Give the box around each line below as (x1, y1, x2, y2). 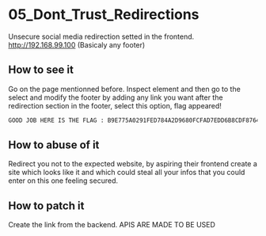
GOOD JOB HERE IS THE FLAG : (8, 116, 104, 124)
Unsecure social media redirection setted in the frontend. (8, 32, 195, 41)
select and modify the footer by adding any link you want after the (8, 93, 223, 102)
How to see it (8, 63, 74, 77)
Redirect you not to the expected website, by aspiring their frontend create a (8, 159, 257, 169)
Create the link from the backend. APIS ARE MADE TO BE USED (8, 220, 216, 230)
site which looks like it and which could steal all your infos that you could (8, 168, 245, 177)
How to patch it (8, 199, 85, 212)
